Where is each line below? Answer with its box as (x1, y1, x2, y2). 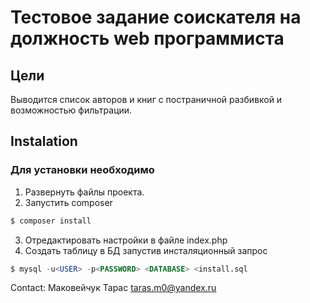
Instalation (10, 133, 78, 150)
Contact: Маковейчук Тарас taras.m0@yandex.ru (10, 282, 217, 294)
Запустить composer (24, 196, 113, 208)
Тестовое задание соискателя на (10, 6, 302, 29)
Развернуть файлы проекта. (24, 186, 145, 198)
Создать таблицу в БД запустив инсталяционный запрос (24, 244, 268, 256)
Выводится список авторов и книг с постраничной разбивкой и (10, 94, 283, 105)
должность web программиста (10, 27, 285, 50)
